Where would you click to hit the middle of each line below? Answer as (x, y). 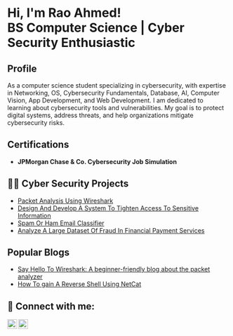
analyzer (30, 277)
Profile (22, 68)
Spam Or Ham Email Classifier (61, 223)
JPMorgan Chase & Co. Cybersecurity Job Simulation (97, 161)
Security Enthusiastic (71, 43)
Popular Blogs (39, 253)
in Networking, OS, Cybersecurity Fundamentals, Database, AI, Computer (113, 93)
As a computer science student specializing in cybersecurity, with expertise (117, 85)
